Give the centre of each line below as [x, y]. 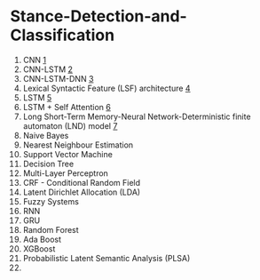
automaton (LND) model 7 [70, 125]
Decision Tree [48, 164]
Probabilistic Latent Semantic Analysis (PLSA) [106, 258]
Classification [62, 35]
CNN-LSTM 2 [48, 69]
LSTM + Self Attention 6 [67, 107]
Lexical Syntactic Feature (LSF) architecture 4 [106, 88]
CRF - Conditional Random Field [82, 182]
